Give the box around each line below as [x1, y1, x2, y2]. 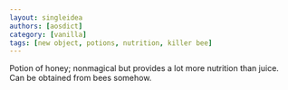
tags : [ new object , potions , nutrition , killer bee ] [9, 38, 213, 48]
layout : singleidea [9, 13, 83, 22]
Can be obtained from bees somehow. [9, 73, 152, 84]
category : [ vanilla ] [9, 30, 88, 39]
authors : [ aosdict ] [9, 22, 83, 31]
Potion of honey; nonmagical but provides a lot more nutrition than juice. [9, 63, 279, 74]
